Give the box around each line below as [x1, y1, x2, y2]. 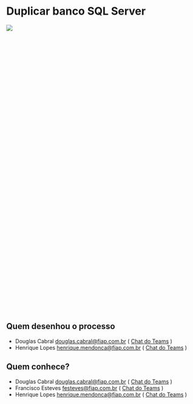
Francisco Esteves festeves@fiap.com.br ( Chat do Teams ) [15, 384, 164, 391]
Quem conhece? [6, 361, 70, 372]
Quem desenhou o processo [6, 321, 115, 331]
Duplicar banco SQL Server [6, 4, 146, 18]
